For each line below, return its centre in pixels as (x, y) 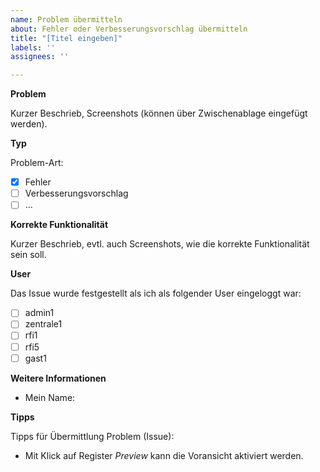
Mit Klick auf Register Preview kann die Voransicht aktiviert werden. (164, 455)
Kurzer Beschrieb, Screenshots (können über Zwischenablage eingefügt (159, 113)
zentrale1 (43, 324)
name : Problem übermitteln (66, 19)
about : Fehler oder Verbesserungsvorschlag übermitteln (129, 29)
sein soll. (28, 255)
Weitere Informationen (58, 378)
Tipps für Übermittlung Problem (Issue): (92, 436)
